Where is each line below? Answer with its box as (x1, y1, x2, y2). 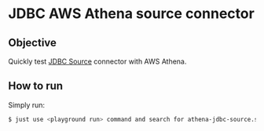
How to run (8, 79, 64, 93)
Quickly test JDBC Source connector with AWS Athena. (8, 56, 187, 66)
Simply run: (8, 100, 46, 110)
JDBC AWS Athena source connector (8, 5, 255, 23)
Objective (8, 36, 57, 49)
